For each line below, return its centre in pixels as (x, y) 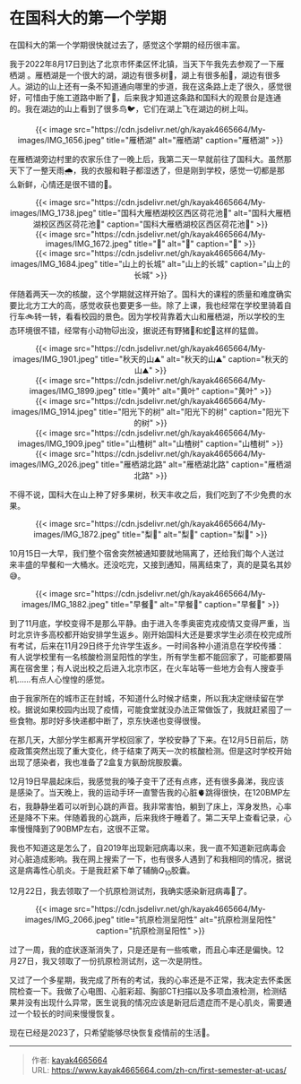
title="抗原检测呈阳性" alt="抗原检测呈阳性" (196, 919)
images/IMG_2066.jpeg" (69, 919)
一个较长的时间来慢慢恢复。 (68, 1013)
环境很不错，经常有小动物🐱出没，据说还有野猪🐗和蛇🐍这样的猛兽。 (140, 330)
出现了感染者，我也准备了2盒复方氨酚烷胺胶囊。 (98, 761)
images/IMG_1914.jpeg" (55, 411)
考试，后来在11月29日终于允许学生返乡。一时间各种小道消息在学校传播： (150, 645)
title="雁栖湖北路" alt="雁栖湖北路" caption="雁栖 (192, 464)
